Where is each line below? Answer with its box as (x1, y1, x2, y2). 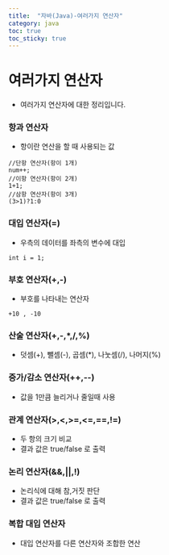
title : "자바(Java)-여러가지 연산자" (8, 11, 123, 20)
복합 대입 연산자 (8, 518, 66, 529)
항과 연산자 (8, 122, 49, 133)
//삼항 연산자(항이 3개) (8, 190, 78, 198)
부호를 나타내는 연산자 (19, 294, 90, 303)
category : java (8, 19, 60, 27)
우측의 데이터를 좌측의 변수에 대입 (19, 237, 126, 247)
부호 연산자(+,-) (8, 273, 67, 285)
